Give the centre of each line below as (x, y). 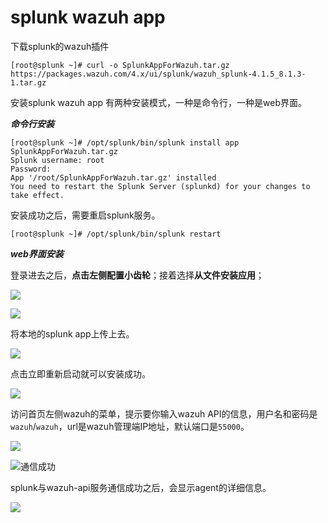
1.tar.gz (28, 82)
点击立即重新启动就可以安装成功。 (80, 373)
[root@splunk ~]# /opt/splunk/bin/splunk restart (116, 234)
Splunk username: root (57, 160)
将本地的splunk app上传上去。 (72, 333)
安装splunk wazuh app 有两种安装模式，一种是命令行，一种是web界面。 (158, 102)
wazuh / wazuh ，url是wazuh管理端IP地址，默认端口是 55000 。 (130, 426)
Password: (31, 169)
